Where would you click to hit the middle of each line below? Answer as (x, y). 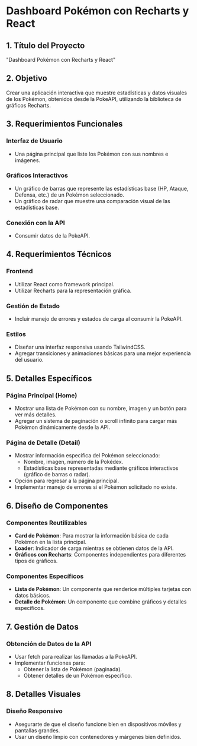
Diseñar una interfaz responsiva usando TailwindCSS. (80, 347)
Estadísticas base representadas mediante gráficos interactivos (101, 468)
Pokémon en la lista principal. (51, 542)
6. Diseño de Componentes (57, 506)
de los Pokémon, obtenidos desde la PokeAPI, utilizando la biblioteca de (94, 99)
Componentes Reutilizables (47, 523)
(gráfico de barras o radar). (57, 475)
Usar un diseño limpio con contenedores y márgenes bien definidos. (98, 736)
